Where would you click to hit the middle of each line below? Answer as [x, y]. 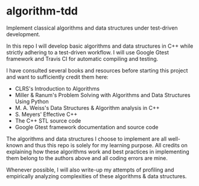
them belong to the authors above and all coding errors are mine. [87, 158]
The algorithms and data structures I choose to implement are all [87, 139]
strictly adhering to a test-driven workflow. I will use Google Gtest [87, 52]
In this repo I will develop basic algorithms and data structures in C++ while [100, 46]
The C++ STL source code [48, 120]
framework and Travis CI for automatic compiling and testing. [82, 59]
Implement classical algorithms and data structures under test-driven [92, 28]
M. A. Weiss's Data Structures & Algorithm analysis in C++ [87, 107]
